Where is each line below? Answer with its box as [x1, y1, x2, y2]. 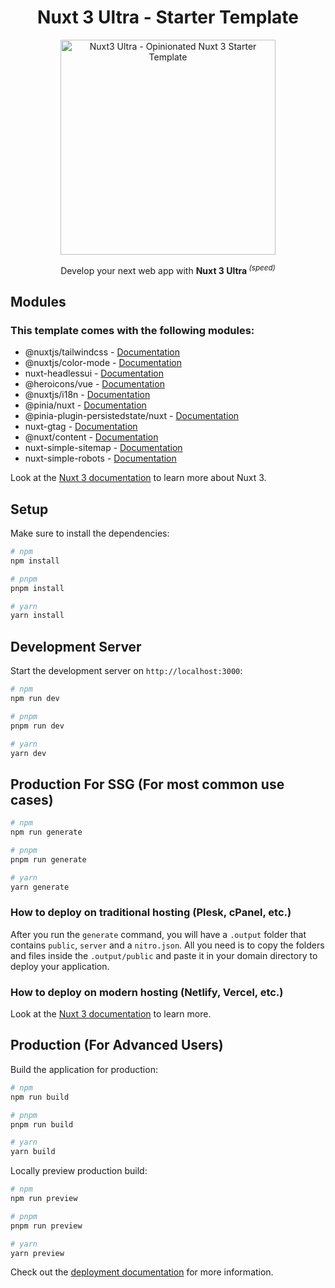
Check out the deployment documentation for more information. [10, 1266, 274, 1278]
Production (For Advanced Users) [10, 1037, 224, 1054]
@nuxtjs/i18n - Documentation [24, 389, 151, 401]
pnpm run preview [10, 1221, 83, 1231]
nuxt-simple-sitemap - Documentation [24, 442, 183, 454]
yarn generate [10, 882, 70, 892]
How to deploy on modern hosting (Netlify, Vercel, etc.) [10, 985, 284, 999]
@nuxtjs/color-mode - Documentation [24, 357, 182, 369]
